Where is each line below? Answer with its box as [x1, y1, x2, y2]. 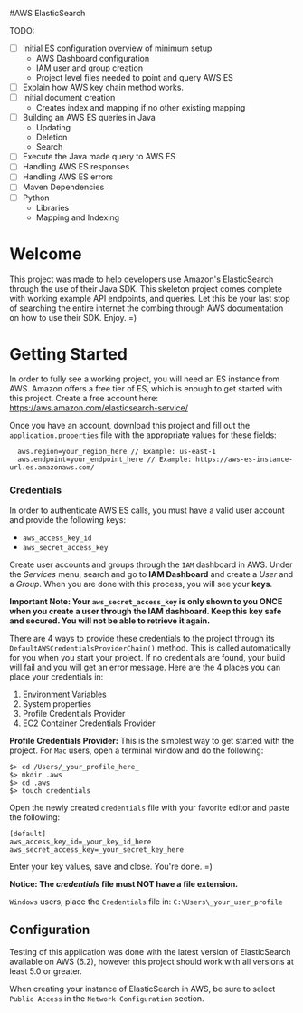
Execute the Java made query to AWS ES [22, 151, 176, 162]
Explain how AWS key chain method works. [22, 82, 184, 93]
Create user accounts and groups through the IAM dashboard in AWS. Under [9, 559, 293, 570]
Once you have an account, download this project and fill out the [9, 420, 251, 431]
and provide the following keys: [9, 514, 127, 525]
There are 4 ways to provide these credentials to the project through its [9, 632, 276, 643]
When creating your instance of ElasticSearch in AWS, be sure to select [9, 983, 276, 994]
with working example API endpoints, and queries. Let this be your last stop [9, 293, 291, 304]
